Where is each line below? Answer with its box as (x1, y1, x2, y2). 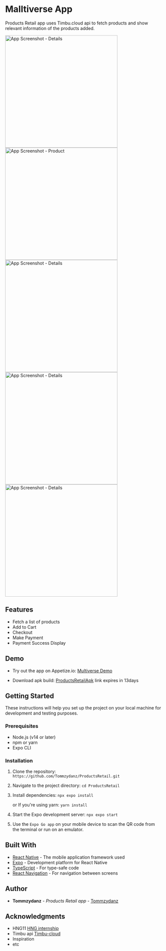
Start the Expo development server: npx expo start (12, 811, 118, 817)
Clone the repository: (12, 768, 56, 774)
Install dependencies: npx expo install (12, 792, 94, 798)
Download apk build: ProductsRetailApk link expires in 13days (12, 677, 139, 683)
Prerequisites (5, 722, 38, 729)
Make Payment (12, 635, 43, 641)
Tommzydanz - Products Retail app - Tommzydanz (12, 898, 119, 904)
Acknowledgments (5, 912, 66, 921)
